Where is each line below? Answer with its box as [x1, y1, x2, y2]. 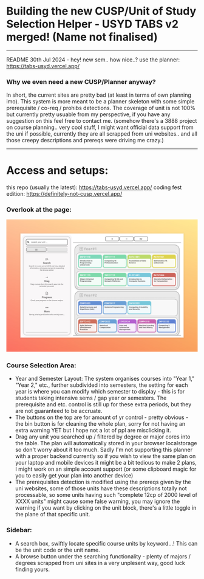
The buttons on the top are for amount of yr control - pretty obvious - [15, 414, 189, 421]
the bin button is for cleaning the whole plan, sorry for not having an [15, 420, 186, 428]
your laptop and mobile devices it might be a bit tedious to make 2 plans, [15, 459, 197, 466]
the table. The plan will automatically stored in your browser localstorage [15, 440, 197, 447]
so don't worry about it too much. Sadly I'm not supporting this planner [15, 446, 193, 454]
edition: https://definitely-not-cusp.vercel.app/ [6, 190, 123, 198]
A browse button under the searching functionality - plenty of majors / [15, 552, 191, 560]
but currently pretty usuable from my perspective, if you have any [6, 111, 171, 118]
